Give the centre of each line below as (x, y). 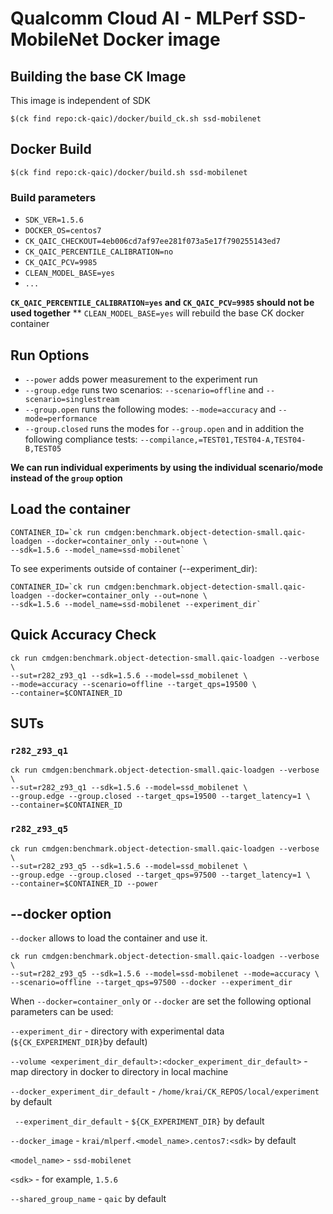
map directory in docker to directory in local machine (119, 1072)
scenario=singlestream (72, 399)
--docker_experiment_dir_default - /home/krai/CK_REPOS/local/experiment (165, 1091)
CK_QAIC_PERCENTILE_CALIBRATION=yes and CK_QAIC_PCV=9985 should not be (162, 303)
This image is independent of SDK (80, 100)
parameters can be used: (62, 1012)
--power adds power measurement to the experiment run (141, 379)
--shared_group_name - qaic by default (88, 1199)
